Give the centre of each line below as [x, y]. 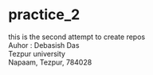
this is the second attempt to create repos [77, 37]
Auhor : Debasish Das [44, 45]
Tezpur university [37, 53]
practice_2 [44, 15]
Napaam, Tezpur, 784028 [50, 62]
